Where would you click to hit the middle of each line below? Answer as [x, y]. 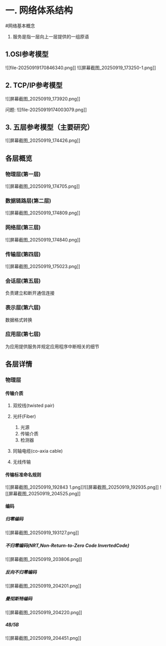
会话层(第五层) [23, 281]
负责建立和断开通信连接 [30, 293]
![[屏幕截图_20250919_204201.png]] [43, 586]
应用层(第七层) [23, 334]
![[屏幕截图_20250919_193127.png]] [42, 533]
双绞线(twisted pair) [33, 406]
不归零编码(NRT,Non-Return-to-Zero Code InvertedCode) [67, 545]
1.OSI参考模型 [27, 54]
